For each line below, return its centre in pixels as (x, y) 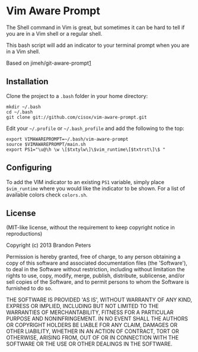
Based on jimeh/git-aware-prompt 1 (49, 63)
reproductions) (24, 234)
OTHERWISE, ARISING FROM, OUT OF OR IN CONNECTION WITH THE (92, 338)
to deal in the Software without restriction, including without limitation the (95, 269)
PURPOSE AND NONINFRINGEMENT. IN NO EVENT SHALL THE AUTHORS (97, 319)
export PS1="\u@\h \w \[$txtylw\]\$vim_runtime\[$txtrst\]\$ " (86, 150)
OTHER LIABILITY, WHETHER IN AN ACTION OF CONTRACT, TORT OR (92, 331)
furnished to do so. (29, 288)
